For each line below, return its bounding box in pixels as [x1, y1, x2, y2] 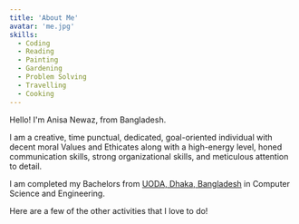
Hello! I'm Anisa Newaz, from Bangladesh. [9, 114, 167, 125]
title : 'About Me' [9, 13, 79, 23]
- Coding [17, 38, 51, 48]
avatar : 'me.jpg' [9, 22, 75, 31]
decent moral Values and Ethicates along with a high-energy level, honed [9, 141, 283, 152]
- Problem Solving [17, 73, 88, 82]
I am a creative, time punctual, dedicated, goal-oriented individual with [9, 131, 274, 142]
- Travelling [17, 81, 67, 90]
